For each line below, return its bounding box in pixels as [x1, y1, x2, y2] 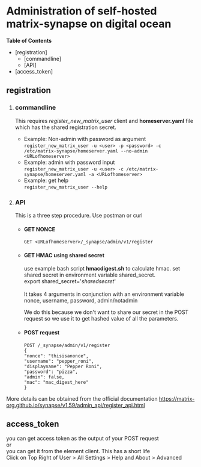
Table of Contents [6, 37, 52, 44]
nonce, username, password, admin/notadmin [23, 297, 138, 304]
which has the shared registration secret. [14, 124, 117, 131]
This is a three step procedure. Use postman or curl [14, 212, 143, 219]
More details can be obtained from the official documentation [6, 395, 158, 402]
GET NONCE [23, 225, 56, 233]
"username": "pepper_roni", [23, 358, 94, 364]
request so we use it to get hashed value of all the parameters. [23, 315, 179, 322]
